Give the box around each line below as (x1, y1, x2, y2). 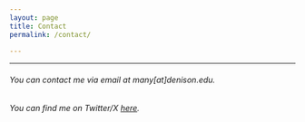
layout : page (9, 13, 59, 23)
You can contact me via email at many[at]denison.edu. (9, 74, 216, 85)
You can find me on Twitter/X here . (9, 102, 141, 113)
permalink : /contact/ (9, 30, 92, 39)
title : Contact (9, 22, 67, 31)
